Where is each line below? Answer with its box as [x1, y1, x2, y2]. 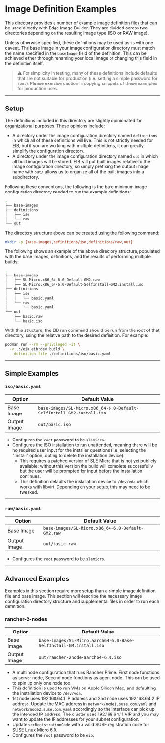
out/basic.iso [38, 421, 71, 427]
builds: [5, 259, 19, 265]
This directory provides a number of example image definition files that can [5, 20, 157, 26]
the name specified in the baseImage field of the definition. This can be [5, 50, 147, 56]
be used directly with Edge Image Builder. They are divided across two [5, 25, 148, 30]
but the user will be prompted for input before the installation [19, 468, 143, 474]
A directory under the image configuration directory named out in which [12, 153, 158, 159]
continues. [19, 473, 41, 479]
